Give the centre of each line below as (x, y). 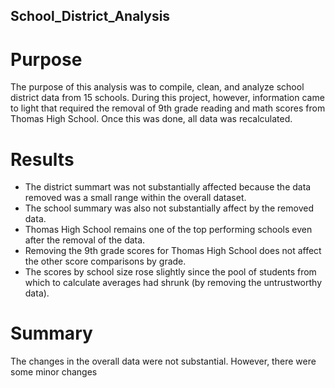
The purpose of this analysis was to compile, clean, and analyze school (157, 87)
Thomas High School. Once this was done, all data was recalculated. (151, 119)
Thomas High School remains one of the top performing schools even (168, 230)
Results (42, 159)
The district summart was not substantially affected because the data (168, 187)
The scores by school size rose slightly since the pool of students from (170, 272)
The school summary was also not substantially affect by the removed (169, 208)
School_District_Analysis (90, 16)
